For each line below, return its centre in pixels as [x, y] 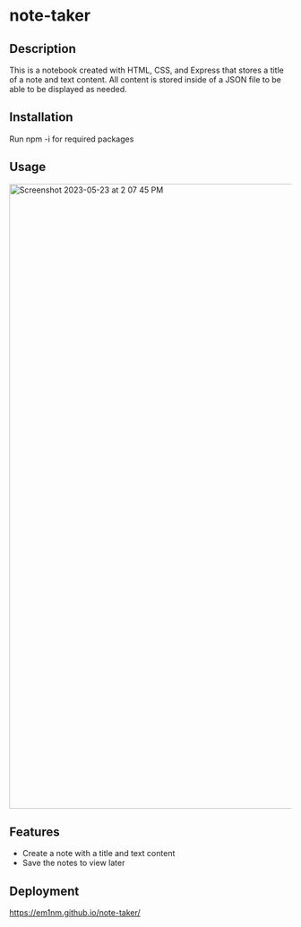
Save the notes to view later [73, 863]
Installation [41, 117]
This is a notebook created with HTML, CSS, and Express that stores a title [146, 70]
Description [43, 49]
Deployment [44, 891]
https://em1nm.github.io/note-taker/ [75, 913]
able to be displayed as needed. [68, 89]
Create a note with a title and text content [99, 854]
